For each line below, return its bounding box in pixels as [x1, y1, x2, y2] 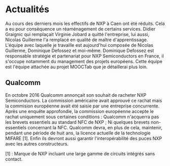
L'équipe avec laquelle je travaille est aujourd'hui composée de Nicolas [5, 42, 154, 48]
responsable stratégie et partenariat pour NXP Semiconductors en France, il [5, 52, 164, 59]
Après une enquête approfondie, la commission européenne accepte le [5, 108, 154, 114]
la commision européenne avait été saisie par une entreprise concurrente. [5, 103, 160, 109]
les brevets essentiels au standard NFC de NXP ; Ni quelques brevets [5, 119, 150, 125]
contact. [5, 156, 23, 162]
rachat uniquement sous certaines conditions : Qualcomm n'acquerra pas [5, 114, 159, 120]
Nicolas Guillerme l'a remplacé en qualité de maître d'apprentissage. [5, 37, 148, 43]
